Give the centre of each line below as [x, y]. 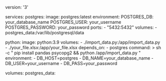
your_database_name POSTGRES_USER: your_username [63, 22]
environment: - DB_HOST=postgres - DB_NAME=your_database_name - [79, 58]
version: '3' [17, 7]
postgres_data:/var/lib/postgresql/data [45, 33]
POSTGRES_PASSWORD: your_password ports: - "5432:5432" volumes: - [81, 27]
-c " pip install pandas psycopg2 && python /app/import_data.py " [73, 53]
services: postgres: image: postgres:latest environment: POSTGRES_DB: [79, 17]
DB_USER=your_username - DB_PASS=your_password [61, 63]
